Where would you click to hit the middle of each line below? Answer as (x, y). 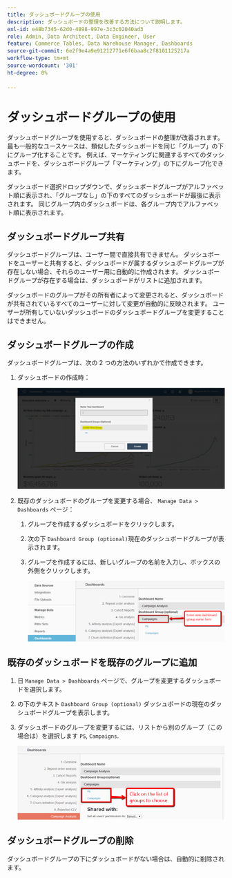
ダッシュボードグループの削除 (70, 841)
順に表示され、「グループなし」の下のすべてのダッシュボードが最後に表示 (117, 195)
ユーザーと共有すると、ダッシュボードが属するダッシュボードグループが (122, 263)
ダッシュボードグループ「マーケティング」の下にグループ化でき (134, 164)
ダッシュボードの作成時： (54, 378)
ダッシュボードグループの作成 (70, 345)
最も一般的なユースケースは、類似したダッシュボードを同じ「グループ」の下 (116, 146)
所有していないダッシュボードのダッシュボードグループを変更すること (125, 312)
